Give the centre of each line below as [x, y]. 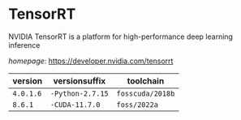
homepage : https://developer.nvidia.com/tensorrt [91, 61]
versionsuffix [80, 80]
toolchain [146, 80]
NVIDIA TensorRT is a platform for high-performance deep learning [121, 36]
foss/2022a [137, 105]
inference [24, 45]
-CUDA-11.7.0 [75, 105]
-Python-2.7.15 [79, 93]
